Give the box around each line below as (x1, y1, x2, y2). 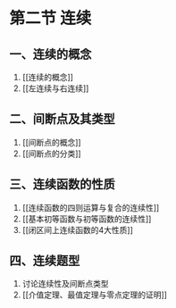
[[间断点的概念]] (21, 137, 82, 147)
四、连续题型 (9, 254, 80, 269)
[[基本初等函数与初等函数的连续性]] (21, 213, 152, 224)
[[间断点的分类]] (21, 148, 82, 159)
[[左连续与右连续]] (21, 83, 89, 94)
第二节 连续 (9, 8, 92, 29)
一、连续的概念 (9, 46, 92, 62)
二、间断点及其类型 (9, 112, 115, 127)
